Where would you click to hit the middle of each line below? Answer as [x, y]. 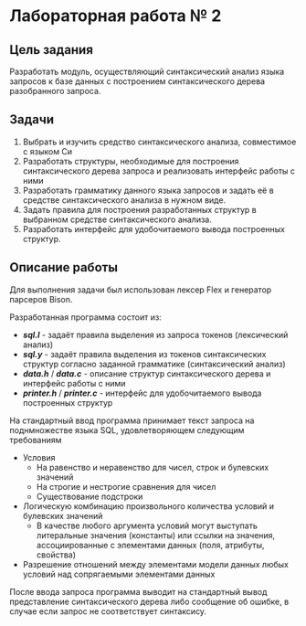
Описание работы [64, 267]
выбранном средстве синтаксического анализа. [117, 219]
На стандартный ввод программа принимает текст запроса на [132, 420]
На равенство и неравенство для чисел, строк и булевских [153, 467]
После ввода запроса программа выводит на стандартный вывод [138, 591]
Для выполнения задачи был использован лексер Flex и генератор [141, 290]
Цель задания [52, 50]
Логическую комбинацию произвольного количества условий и [148, 506]
